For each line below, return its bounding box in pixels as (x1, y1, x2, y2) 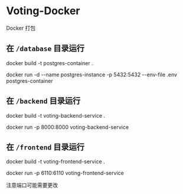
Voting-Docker (6, 4, 80, 18)
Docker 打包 (6, 24, 36, 31)
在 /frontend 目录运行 (6, 142, 84, 152)
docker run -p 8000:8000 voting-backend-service (6, 123, 129, 131)
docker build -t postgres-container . (6, 59, 93, 66)
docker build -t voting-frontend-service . (6, 158, 105, 165)
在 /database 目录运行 (6, 43, 84, 54)
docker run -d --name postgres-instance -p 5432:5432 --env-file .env (6, 71, 178, 78)
